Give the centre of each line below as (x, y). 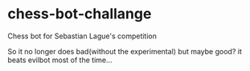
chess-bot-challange (80, 14)
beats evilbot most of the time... (60, 60)
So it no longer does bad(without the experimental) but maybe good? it (125, 51)
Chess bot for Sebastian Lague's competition (82, 36)
